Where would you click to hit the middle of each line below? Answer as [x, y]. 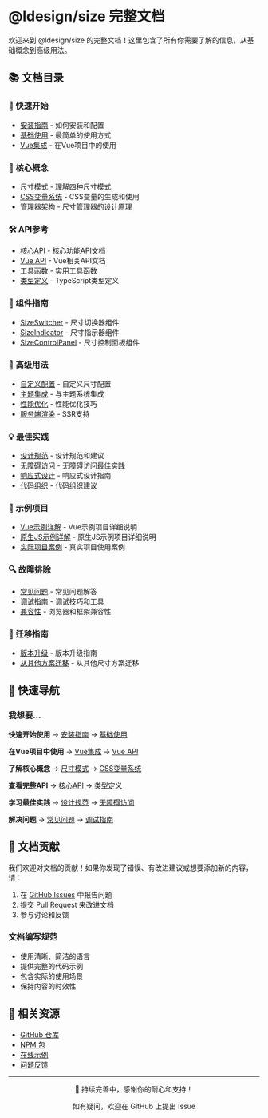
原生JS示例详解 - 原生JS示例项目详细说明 [88, 537]
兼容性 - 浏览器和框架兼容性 [65, 611]
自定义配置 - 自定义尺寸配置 [65, 384]
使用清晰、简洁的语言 [55, 956]
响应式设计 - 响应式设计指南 [65, 476]
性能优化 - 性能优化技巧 [59, 404]
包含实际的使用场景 [51, 976]
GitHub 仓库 [39, 1034]
